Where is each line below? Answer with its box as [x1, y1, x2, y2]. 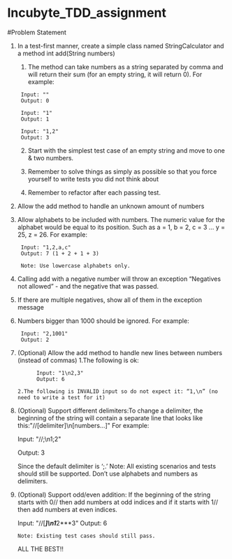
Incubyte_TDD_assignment [7, 5, 166, 21]
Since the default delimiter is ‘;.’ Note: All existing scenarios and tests [17, 462, 217, 470]
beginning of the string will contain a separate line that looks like [17, 413, 203, 422]
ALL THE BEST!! [17, 544, 64, 553]
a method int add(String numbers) [17, 49, 115, 57]
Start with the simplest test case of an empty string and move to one [27, 146, 225, 155]
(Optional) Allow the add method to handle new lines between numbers [17, 348, 223, 357]
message [17, 303, 44, 311]
